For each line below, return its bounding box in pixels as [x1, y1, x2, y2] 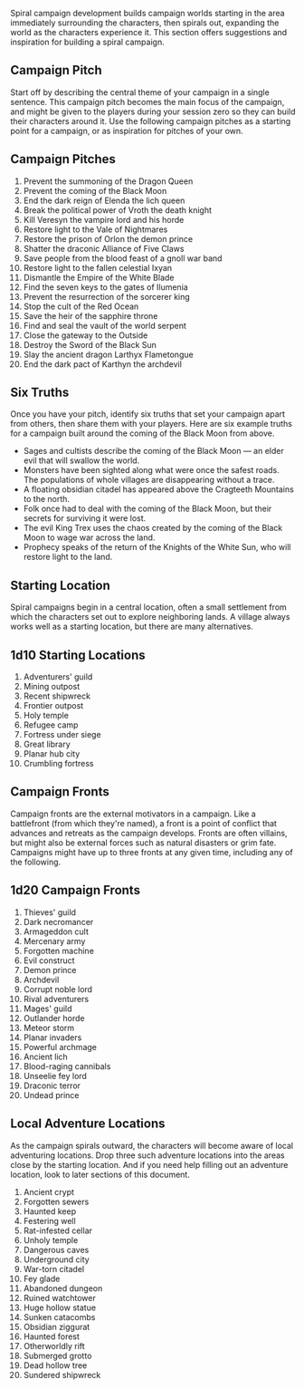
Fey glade [23, 1273, 61, 1284]
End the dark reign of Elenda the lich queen [23, 195, 185, 206]
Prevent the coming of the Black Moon [23, 185, 167, 196]
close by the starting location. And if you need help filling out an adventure [10, 1159, 289, 1170]
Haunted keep [23, 1205, 76, 1217]
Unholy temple [23, 1234, 79, 1245]
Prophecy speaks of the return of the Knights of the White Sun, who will [23, 542, 291, 553]
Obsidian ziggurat [23, 1321, 90, 1332]
